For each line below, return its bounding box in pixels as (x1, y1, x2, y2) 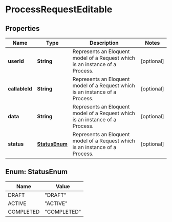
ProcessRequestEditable (5, 4, 113, 15)
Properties (5, 24, 40, 33)
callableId (8, 85, 32, 92)
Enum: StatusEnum (5, 168, 68, 176)
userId (8, 58, 24, 65)
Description (89, 40, 119, 46)
